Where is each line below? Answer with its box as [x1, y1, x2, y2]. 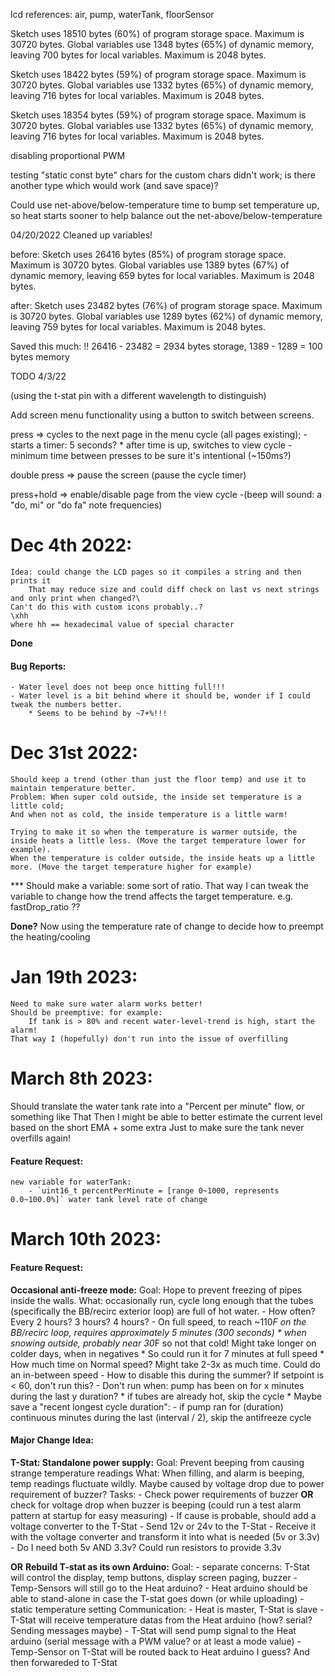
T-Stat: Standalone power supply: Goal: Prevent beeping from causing [10, 1456, 305, 1468]
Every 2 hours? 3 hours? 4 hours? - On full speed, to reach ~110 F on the [10, 1315, 307, 1328]
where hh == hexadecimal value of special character [10, 619, 235, 629]
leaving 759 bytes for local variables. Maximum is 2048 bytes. [10, 321, 267, 333]
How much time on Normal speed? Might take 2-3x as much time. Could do [10, 1358, 321, 1370]
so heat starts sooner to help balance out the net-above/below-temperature [10, 210, 323, 221]
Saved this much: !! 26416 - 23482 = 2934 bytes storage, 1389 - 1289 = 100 [10, 340, 323, 352]
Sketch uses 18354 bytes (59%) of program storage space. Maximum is [10, 109, 307, 121]
